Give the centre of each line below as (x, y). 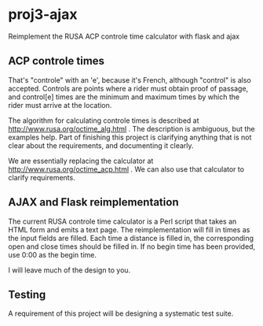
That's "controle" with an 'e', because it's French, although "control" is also (130, 80)
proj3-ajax (43, 15)
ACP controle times (56, 61)
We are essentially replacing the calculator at (81, 161)
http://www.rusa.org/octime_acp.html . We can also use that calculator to (126, 169)
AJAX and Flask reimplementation (93, 202)
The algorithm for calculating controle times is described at (104, 120)
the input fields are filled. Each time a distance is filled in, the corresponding (131, 238)
